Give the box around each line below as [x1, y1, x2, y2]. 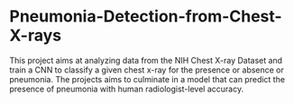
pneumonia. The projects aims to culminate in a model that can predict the [9, 73, 286, 84]
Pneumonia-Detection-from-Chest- [9, 6, 282, 27]
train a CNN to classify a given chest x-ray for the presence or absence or [9, 64, 284, 75]
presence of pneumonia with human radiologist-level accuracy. [9, 83, 244, 94]
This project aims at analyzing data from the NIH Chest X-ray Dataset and [9, 55, 282, 65]
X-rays [9, 25, 61, 46]
